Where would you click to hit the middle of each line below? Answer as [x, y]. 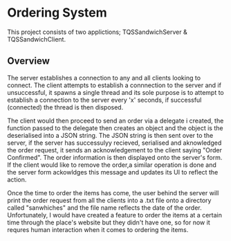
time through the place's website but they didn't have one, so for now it [109, 222]
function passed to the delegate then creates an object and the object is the [115, 128]
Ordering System [57, 13]
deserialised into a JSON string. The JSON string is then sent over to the [110, 135]
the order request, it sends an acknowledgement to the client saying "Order [115, 150]
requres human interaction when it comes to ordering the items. [98, 229]
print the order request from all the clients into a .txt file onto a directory [109, 200]
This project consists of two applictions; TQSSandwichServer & [98, 32]
